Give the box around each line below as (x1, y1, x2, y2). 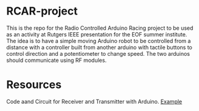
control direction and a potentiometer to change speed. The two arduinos (6, 50, 190, 57)
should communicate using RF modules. (6, 56, 107, 64)
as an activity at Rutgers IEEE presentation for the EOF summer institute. (6, 30, 187, 38)
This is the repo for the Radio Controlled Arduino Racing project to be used (6, 24, 194, 32)
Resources (6, 78, 62, 92)
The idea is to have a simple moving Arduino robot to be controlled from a (6, 37, 191, 44)
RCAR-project (6, 4, 78, 18)
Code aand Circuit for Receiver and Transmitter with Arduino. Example (6, 98, 183, 105)
